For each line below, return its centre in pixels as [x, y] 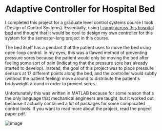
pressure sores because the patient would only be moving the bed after [77, 57]
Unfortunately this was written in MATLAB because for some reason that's [80, 93]
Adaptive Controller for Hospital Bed [80, 9]
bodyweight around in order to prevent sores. [51, 83]
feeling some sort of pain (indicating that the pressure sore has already [76, 63]
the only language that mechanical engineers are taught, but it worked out [80, 98]
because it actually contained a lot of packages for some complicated [75, 103]
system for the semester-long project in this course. [57, 38]
